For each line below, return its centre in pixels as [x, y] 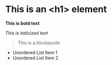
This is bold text [22, 23]
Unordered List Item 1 [35, 52]
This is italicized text [27, 33]
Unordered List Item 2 [35, 58]
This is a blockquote [39, 43]
